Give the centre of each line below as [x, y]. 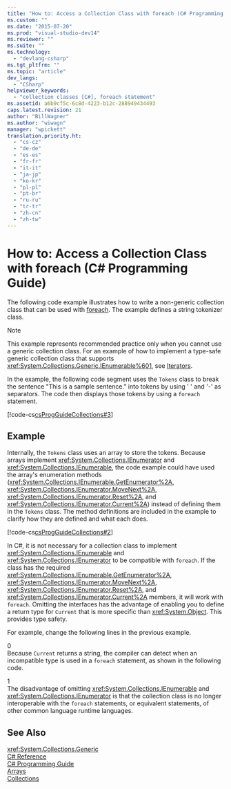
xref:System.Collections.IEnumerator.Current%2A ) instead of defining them [114, 504]
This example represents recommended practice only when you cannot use [114, 344]
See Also [27, 733]
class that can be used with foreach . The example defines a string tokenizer [115, 309]
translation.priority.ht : [44, 136]
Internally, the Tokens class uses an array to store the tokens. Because [106, 453]
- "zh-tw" [27, 219]
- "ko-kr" [27, 180]
